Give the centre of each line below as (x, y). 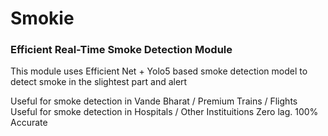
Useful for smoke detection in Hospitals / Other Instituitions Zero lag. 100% (164, 112)
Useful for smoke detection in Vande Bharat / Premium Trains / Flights (154, 101)
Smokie (42, 18)
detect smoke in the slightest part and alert (99, 82)
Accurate (29, 123)
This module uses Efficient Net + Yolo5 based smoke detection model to (159, 71)
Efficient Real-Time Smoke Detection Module (121, 50)
